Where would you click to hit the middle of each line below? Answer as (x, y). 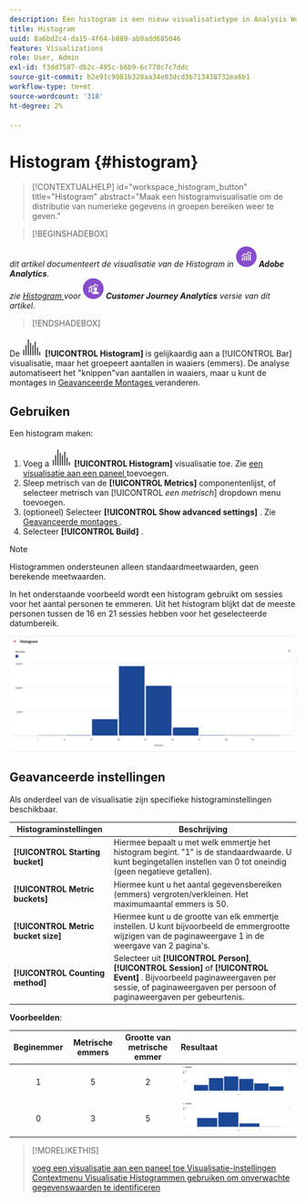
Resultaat (199, 1047)
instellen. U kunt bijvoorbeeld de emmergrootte (202, 925)
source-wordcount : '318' (56, 96)
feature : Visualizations (56, 48)
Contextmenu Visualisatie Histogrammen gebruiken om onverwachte (161, 1177)
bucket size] (37, 935)
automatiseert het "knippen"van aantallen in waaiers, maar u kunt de (138, 373)
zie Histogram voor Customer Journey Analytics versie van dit (140, 296)
